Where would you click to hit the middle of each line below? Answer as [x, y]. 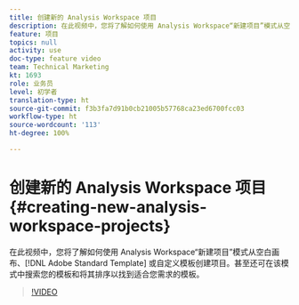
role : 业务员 [31, 84]
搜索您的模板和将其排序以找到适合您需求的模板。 [114, 274]
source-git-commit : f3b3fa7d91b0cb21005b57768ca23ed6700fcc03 [127, 108]
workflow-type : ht [43, 116]
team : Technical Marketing [59, 68]
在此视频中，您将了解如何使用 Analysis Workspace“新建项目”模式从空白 [141, 252]
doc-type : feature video [55, 59]
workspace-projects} [90, 226]
